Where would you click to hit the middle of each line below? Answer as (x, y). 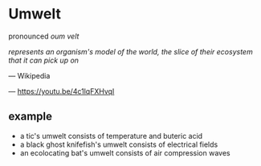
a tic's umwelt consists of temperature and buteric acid (111, 136)
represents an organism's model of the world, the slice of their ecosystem (130, 51)
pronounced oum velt (44, 36)
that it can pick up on (43, 60)
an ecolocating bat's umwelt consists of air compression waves (125, 152)
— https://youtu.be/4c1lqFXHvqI (61, 91)
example (31, 117)
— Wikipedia (29, 75)
